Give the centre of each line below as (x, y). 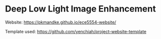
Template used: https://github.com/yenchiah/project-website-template (76, 31)
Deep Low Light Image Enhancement (80, 9)
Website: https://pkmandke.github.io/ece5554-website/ (61, 22)
